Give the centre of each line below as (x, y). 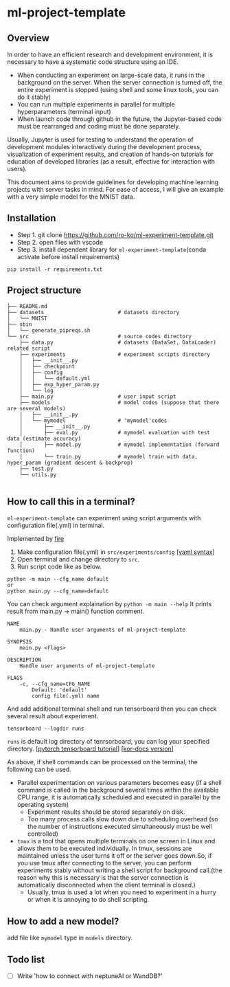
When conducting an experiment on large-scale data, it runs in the (111, 75)
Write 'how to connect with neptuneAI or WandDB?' (90, 976)
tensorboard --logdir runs (46, 729)
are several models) (37, 408)
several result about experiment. (53, 716)
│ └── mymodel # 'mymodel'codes (93, 421)
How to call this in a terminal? (71, 502)
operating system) (43, 805)
